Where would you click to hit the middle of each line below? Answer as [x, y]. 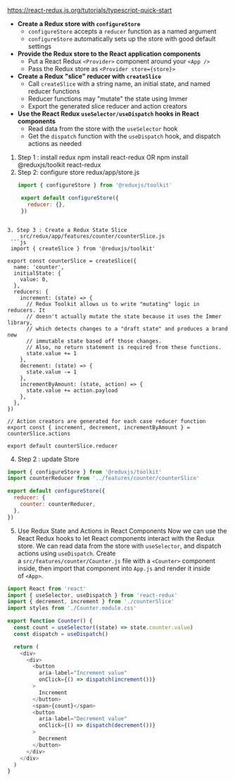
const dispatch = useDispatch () [61, 634]
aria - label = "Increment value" [83, 673]
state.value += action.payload [72, 390]
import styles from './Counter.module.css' [72, 608]
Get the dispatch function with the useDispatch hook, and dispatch [124, 136]
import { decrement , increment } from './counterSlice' [91, 602]
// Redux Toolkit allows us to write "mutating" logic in [113, 304]
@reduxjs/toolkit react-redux [59, 165]
